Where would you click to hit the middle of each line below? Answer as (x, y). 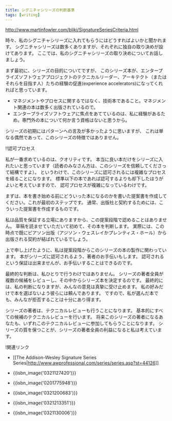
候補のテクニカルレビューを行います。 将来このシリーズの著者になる (87, 317)
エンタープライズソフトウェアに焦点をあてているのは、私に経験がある (87, 113)
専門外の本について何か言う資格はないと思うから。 (76, 120)
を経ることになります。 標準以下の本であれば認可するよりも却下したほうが (84, 179)
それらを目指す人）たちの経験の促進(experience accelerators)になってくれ (84, 83)
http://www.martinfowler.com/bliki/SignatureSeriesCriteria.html (72, 29)
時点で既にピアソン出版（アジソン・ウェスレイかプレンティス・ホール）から (86, 233)
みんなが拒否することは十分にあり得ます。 (59, 300)
